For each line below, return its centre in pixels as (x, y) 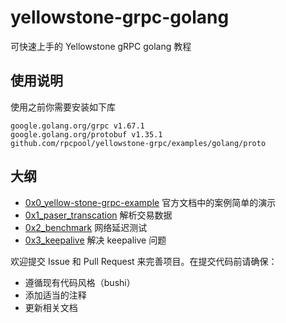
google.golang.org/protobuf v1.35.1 (86, 134)
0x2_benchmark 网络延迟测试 (86, 227)
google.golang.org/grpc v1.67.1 (77, 126)
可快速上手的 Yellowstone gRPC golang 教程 (101, 46)
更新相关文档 (51, 307)
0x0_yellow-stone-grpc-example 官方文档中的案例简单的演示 (150, 202)
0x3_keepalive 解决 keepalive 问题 (95, 240)
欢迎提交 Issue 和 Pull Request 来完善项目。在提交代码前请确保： (144, 261)
